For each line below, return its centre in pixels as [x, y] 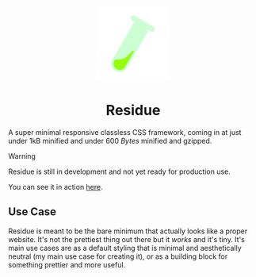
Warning [22, 156]
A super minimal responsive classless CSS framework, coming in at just [125, 132]
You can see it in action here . [55, 187]
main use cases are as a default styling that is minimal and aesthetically [125, 248]
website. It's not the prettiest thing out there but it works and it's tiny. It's [127, 239]
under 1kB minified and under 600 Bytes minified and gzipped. [110, 140]
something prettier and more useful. [67, 264]
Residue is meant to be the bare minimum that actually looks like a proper [128, 231]
